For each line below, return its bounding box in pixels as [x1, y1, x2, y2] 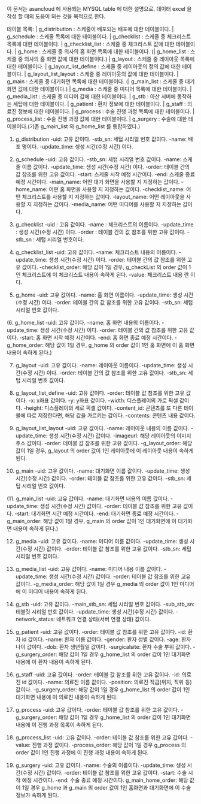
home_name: [15, 186, 48, 193]
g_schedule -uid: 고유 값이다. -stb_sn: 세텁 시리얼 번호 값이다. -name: [15, 156, 182, 163]
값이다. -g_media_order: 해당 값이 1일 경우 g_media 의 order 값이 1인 [15, 581, 179, 587]
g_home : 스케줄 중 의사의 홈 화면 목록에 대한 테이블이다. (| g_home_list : [17, 48, 189, 55]
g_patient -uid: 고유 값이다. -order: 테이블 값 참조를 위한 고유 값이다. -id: [15, 628, 187, 635]
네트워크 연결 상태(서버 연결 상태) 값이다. [56, 616, 151, 622]
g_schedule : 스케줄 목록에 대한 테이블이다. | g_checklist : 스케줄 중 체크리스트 [7, 33, 191, 40]
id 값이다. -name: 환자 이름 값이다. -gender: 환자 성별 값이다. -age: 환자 [22, 636, 191, 643]
